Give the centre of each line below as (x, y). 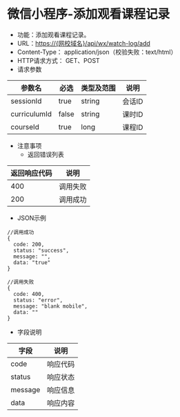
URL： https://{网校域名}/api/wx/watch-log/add (83, 43)
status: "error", (38, 300)
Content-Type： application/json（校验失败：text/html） (97, 52)
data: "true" (32, 262)
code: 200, (29, 244)
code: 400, (29, 294)
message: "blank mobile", (51, 306)
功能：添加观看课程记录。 (53, 35)
